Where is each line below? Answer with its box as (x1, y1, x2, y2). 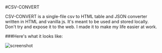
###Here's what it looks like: (5, 34, 63, 39)
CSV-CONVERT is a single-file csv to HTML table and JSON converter (5, 14, 148, 19)
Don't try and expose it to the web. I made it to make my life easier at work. (5, 24, 158, 30)
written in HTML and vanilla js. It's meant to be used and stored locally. (5, 19, 149, 24)
